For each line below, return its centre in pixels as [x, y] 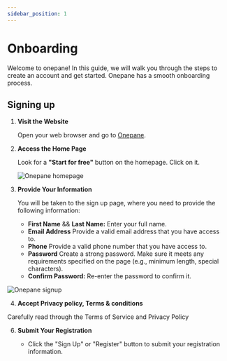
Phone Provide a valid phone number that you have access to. [117, 247]
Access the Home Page [52, 149]
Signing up [31, 105]
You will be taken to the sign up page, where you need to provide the [116, 203]
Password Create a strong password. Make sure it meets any [116, 254]
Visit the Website [43, 122]
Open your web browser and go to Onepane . [82, 135]
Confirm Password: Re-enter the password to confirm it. [110, 276]
